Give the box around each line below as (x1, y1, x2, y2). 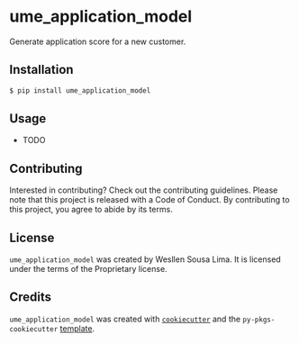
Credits (9, 290, 52, 305)
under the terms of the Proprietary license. (9, 264, 168, 275)
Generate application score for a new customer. (9, 36, 186, 47)
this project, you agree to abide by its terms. (9, 204, 173, 215)
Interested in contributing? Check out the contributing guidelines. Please (9, 185, 278, 195)
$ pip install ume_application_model (9, 86, 151, 95)
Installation (9, 62, 74, 77)
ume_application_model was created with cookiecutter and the (9, 313, 241, 324)
